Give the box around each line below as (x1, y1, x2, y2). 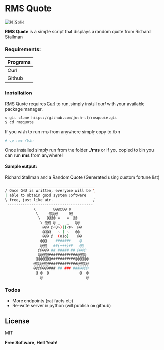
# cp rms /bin (5, 138, 34, 143)
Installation (5, 90, 33, 96)
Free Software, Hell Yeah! (5, 339, 58, 345)
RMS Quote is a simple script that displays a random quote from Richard (5, 28, 151, 34)
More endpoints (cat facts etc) (12, 298, 73, 303)
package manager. (5, 106, 43, 112)
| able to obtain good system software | (5, 193, 95, 198)
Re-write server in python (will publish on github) (12, 303, 111, 309)
